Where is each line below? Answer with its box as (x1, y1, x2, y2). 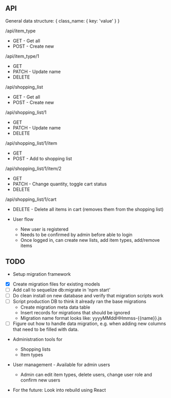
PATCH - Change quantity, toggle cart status (12, 181, 107, 187)
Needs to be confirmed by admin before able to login (20, 231, 132, 238)
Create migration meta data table (20, 304, 90, 310)
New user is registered (20, 226, 69, 232)
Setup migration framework (12, 271, 71, 277)
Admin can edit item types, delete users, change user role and (20, 371, 153, 377)
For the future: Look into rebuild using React (12, 387, 106, 393)
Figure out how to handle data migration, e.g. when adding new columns (12, 320, 166, 327)
